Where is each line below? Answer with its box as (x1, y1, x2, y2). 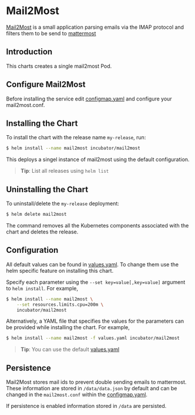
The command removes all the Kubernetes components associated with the (6, 222, 189, 229)
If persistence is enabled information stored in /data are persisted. (6, 403, 167, 410)
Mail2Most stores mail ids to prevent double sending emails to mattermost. (6, 379, 187, 386)
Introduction (6, 47, 53, 57)
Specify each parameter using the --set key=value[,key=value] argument (6, 278, 186, 286)
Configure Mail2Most (6, 79, 86, 89)
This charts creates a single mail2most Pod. (6, 62, 112, 69)
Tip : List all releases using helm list (20, 168, 109, 175)
